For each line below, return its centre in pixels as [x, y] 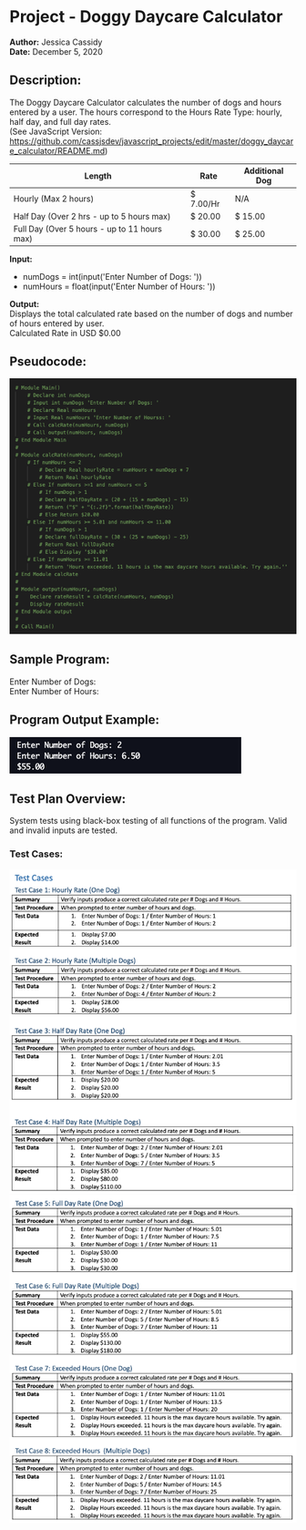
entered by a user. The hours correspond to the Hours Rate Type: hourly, [146, 112]
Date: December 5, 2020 [56, 51]
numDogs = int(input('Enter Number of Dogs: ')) [112, 276]
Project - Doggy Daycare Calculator [146, 17]
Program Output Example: [85, 720]
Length [98, 176]
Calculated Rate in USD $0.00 [65, 333]
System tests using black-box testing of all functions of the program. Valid [148, 821]
